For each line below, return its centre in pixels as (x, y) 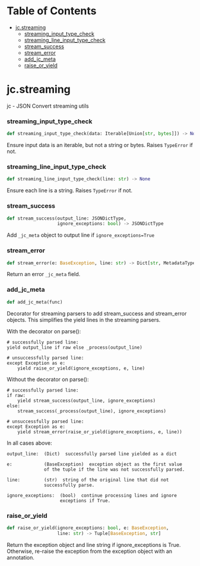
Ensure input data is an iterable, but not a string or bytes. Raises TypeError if (100, 145)
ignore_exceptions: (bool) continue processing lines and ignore (92, 495)
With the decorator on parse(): (44, 331)
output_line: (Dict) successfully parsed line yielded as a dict (92, 454)
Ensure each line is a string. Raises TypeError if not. (70, 190)
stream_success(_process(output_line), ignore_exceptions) (92, 411)
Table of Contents (52, 11)
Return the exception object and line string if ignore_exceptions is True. (94, 545)
